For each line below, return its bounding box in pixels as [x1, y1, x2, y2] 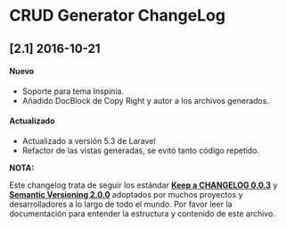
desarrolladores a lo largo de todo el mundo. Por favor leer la [9, 198, 233, 209]
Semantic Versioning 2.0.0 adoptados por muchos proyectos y [9, 189, 243, 199]
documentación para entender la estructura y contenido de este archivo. [9, 207, 276, 219]
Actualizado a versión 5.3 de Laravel [21, 135, 156, 146]
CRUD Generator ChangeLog [9, 5, 225, 26]
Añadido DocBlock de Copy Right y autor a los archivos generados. [21, 95, 270, 106]
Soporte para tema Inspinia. [21, 86, 125, 97]
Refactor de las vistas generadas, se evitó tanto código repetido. [21, 145, 260, 156]
